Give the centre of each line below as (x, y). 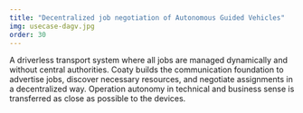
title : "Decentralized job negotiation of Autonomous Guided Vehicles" (147, 18)
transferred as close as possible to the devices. (98, 99)
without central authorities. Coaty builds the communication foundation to (147, 70)
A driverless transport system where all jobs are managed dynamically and (148, 61)
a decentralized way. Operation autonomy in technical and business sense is (152, 89)
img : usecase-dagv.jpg (52, 26)
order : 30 (28, 34)
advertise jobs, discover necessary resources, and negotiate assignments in (151, 80)
